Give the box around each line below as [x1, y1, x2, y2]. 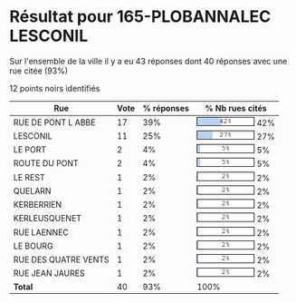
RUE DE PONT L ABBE [13, 116, 96, 128]
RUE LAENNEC [13, 227, 70, 238]
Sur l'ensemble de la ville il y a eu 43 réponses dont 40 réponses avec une [9, 55, 288, 66]
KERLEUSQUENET [13, 213, 82, 224]
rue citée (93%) [9, 65, 69, 76]
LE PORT [13, 144, 47, 155]
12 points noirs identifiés [9, 83, 100, 93]
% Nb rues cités [205, 103, 267, 114]
